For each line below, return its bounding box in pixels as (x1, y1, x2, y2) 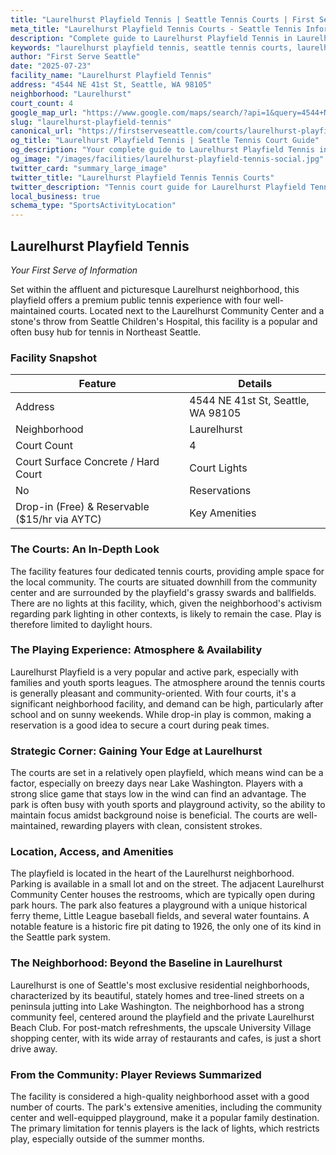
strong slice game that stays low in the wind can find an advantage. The (10, 788, 307, 800)
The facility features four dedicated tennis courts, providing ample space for (10, 565, 325, 577)
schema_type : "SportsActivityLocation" (10, 201, 177, 211)
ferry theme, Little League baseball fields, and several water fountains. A (10, 910, 310, 922)
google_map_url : (10, 107, 78, 118)
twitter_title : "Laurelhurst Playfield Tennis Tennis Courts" (10, 172, 275, 183)
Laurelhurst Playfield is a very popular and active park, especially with (10, 666, 299, 678)
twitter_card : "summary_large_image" (10, 163, 168, 173)
